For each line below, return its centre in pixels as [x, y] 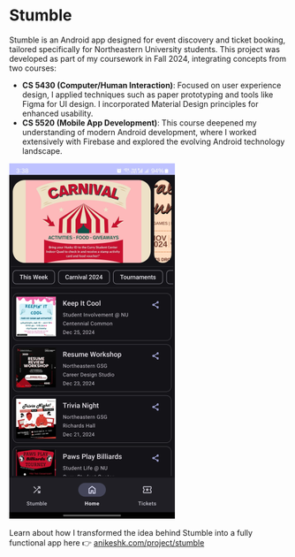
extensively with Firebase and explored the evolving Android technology [153, 141]
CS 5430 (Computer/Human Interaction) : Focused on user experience [151, 85]
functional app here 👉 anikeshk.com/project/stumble [107, 542]
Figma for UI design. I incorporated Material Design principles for [140, 103]
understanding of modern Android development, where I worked [139, 132]
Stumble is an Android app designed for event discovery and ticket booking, [147, 40]
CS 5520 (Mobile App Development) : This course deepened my [140, 122]
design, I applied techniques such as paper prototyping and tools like [147, 95]
